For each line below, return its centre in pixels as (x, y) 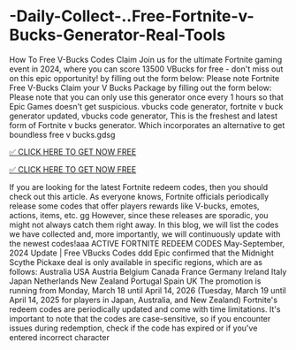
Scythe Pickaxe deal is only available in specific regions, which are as (136, 262)
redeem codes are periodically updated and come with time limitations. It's (145, 309)
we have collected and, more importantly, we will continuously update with (145, 234)
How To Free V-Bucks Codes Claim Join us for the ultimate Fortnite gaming (146, 59)
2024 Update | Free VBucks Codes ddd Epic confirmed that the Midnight (141, 253)
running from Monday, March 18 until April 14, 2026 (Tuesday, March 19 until (148, 290)
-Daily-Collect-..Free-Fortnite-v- (132, 16)
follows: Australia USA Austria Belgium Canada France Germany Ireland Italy (148, 271)
